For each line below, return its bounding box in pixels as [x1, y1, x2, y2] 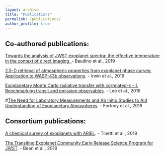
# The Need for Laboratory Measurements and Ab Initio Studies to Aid [5, 97, 148, 103]
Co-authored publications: [5, 39, 89, 48]
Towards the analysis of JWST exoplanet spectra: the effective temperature [5, 53, 160, 59]
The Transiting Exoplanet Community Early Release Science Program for [5, 140, 153, 146]
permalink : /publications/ [5, 16, 61, 21]
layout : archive [5, 7, 39, 12]
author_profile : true [5, 21, 50, 26]
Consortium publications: [5, 117, 86, 126]
